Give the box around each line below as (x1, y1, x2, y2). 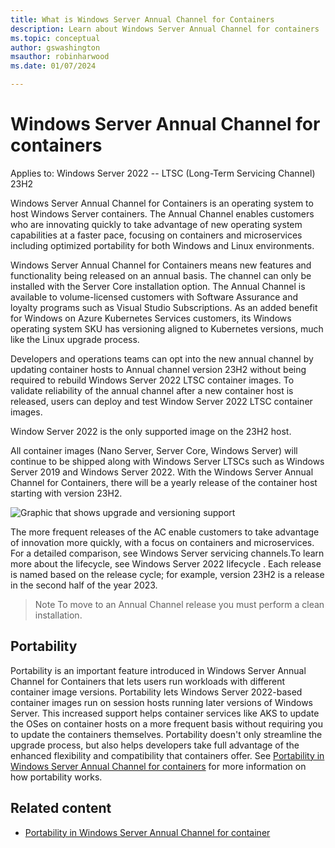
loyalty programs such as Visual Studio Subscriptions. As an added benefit (10, 301, 318, 313)
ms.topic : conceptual (10, 33, 101, 43)
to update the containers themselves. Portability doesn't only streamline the (10, 728, 323, 740)
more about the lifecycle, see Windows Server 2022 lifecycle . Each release (10, 557, 322, 570)
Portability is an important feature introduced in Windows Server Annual (10, 664, 307, 676)
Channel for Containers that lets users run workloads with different (10, 675, 286, 687)
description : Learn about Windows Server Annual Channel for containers (10, 24, 320, 34)
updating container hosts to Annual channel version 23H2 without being (10, 363, 307, 375)
